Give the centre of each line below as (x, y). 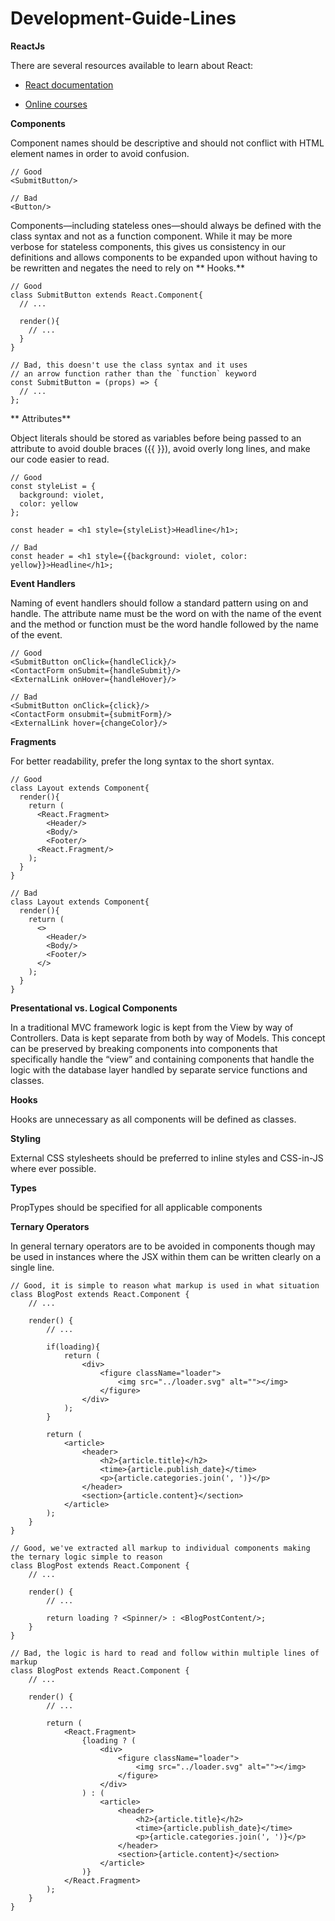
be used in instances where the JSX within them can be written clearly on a (166, 1256)
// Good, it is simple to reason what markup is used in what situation (165, 1285)
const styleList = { (53, 486)
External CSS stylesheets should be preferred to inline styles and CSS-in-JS (167, 1158)
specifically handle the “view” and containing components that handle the (162, 1059)
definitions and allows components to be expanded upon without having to (164, 257)
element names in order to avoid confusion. (100, 153)
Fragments (33, 741)
